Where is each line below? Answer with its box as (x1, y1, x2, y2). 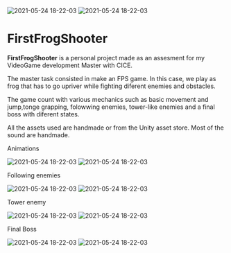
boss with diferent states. (7, 110, 80, 118)
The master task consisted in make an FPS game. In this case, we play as (7, 74, 216, 82)
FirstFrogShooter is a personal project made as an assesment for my (7, 53, 205, 62)
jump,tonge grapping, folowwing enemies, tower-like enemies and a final (7, 103, 215, 111)
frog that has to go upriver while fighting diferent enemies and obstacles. (7, 82, 216, 90)
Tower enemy (7, 198, 46, 206)
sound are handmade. (7, 130, 70, 139)
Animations (7, 144, 40, 152)
